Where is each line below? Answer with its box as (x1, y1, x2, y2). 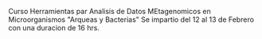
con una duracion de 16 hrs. (8, 23, 100, 32)
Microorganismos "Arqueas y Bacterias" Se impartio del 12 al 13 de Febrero (8, 15, 255, 24)
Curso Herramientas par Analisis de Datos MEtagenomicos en (8, 7, 211, 16)
